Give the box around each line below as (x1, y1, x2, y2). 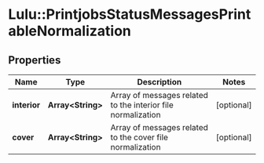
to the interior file (110, 100, 174, 110)
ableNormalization (8, 22, 132, 40)
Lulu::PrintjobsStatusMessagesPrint (8, 5, 251, 24)
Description (137, 77, 182, 87)
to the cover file (110, 132, 169, 143)
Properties (8, 53, 61, 67)
